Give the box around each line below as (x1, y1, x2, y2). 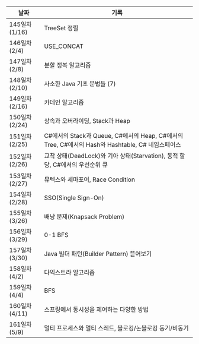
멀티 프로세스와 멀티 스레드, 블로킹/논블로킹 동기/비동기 (44, 324, 189, 332)
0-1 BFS (44, 231, 69, 239)
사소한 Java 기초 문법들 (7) (44, 80, 117, 88)
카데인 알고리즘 (44, 98, 84, 106)
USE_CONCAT (44, 42, 84, 50)
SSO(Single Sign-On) (44, 194, 105, 201)
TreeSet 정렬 (44, 24, 79, 32)
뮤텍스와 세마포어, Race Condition (44, 175, 135, 184)
